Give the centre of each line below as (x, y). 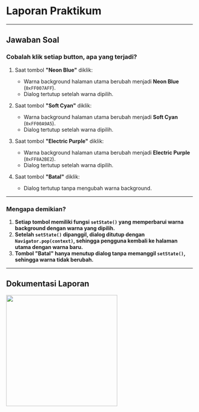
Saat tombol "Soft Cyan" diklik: (53, 106)
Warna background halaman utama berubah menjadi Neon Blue (101, 81)
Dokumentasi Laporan (48, 284)
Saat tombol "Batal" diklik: (47, 177)
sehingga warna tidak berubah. (54, 260)
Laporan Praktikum (54, 11)
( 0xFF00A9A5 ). (40, 123)
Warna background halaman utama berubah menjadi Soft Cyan (101, 117)
